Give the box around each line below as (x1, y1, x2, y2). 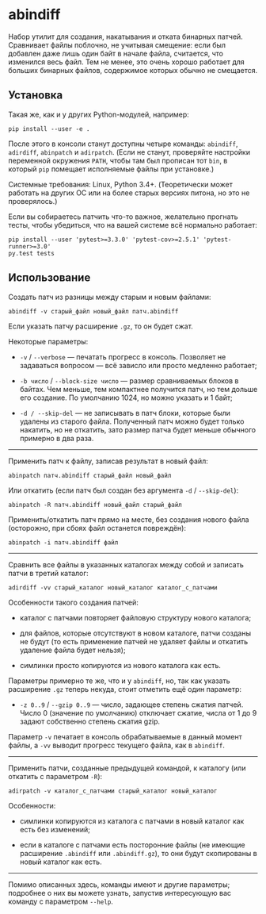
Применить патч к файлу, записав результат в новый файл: (8, 456, 208, 466)
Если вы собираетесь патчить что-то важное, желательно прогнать (8, 212, 239, 221)
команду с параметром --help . (8, 897, 113, 906)
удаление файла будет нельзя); (19, 645, 126, 655)
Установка (8, 89, 63, 102)
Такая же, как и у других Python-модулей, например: (8, 109, 189, 119)
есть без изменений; (19, 824, 91, 834)
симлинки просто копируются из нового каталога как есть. (19, 660, 222, 670)
